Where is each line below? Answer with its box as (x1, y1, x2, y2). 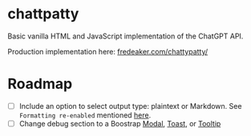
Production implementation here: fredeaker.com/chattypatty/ (7, 46, 208, 56)
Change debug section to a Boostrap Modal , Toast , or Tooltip (18, 118, 221, 128)
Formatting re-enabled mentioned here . (18, 110, 152, 120)
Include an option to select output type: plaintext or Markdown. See (18, 101, 242, 110)
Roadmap (7, 75, 73, 93)
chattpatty (7, 5, 79, 23)
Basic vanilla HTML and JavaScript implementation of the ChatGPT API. (7, 31, 244, 41)
